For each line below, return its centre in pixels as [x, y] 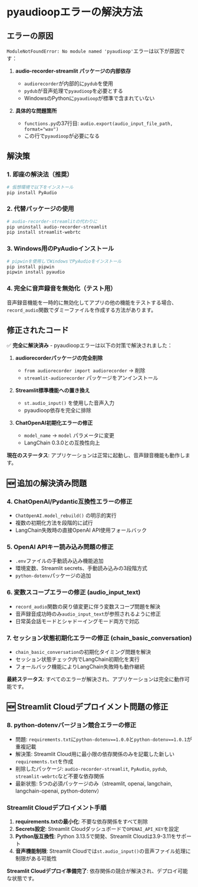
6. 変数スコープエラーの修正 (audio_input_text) [74, 593]
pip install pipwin [31, 267]
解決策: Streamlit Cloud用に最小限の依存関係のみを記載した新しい [95, 754]
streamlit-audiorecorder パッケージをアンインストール [91, 378]
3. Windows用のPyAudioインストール [60, 248]
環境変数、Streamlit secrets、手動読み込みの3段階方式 [81, 568]
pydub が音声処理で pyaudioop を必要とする [73, 91]
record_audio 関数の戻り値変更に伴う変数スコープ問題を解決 [88, 606]
